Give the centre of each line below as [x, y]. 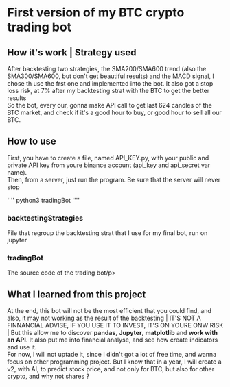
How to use [32, 141]
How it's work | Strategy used [72, 52]
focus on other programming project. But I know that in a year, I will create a [114, 362]
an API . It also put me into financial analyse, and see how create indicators [113, 340]
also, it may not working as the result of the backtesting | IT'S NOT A [104, 318]
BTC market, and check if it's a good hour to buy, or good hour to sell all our [114, 112]
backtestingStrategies [45, 218]
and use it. [22, 347]
